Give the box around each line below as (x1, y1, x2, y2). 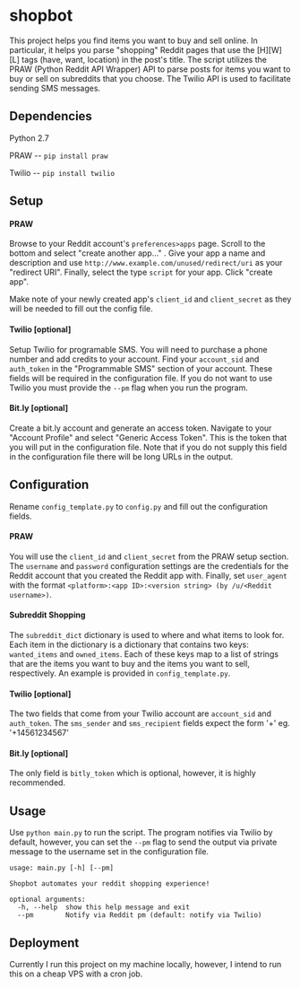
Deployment (9, 935, 80, 950)
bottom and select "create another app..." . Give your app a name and (9, 248, 266, 258)
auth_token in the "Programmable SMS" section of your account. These (9, 363, 273, 373)
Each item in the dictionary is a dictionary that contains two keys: (9, 639, 249, 650)
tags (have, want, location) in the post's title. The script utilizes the (21, 54, 267, 65)
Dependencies (9, 109, 92, 124)
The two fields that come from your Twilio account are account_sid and (9, 708, 271, 719)
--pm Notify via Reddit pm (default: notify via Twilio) (17, 911, 262, 920)
